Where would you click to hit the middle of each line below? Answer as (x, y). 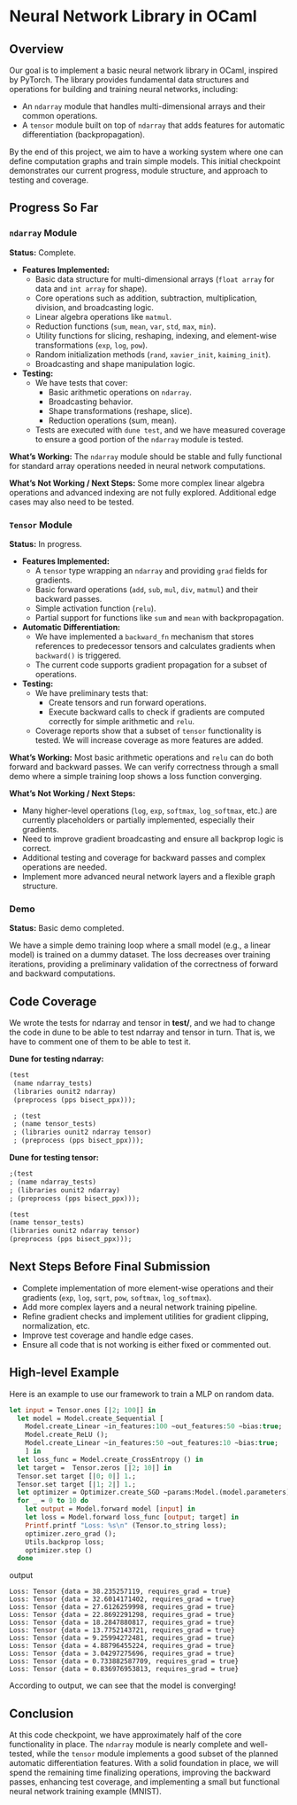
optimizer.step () (59, 1550)
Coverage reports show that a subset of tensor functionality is (148, 731)
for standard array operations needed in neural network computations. (137, 465)
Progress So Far (54, 208)
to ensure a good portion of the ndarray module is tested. (139, 439)
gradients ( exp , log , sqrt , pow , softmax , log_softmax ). (117, 1297)
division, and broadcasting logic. (95, 307)
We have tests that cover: (81, 382)
